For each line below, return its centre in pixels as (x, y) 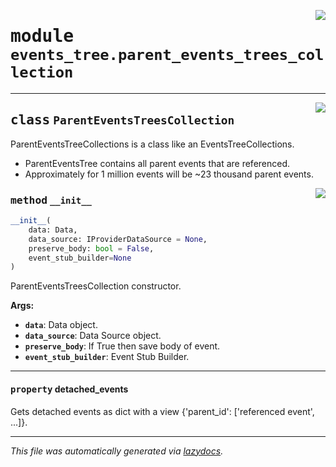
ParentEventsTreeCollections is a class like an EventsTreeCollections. (152, 144)
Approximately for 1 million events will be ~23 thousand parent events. (169, 174)
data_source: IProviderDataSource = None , (118, 239)
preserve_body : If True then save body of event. (122, 346)
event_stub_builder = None (80, 258)
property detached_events (69, 389)
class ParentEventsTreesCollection (122, 120)
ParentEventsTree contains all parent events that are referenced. (157, 163)
